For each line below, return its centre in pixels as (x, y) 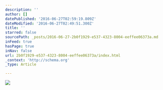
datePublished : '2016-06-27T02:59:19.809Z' (51, 19)
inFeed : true (19, 42)
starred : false (21, 32)
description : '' (22, 10)
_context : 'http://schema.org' (37, 60)
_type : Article (21, 64)
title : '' (15, 28)
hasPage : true (20, 46)
